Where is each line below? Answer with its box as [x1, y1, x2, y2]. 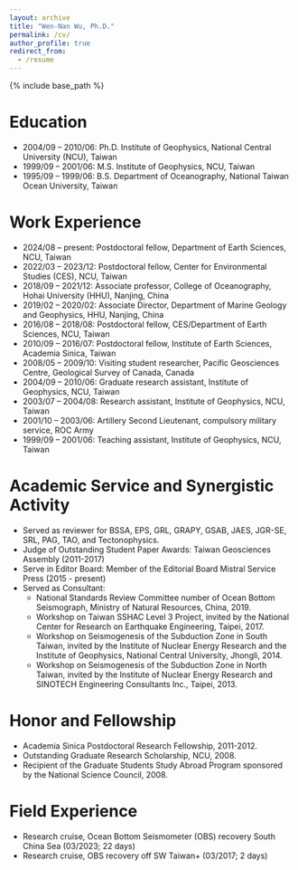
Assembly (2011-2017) [22, 553, 106, 564]
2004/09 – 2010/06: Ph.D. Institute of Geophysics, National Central [22, 141, 272, 152]
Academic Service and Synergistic [9, 476, 275, 496]
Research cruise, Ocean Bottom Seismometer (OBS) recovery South [22, 830, 275, 842]
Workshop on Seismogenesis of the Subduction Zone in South [35, 630, 268, 641]
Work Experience [9, 212, 142, 233]
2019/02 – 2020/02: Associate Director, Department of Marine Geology [22, 300, 287, 311]
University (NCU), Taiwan [22, 151, 117, 162]
